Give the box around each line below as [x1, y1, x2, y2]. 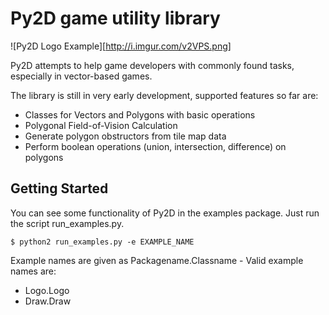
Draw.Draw [24, 295, 72, 307]
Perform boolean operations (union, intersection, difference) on [24, 140, 287, 152]
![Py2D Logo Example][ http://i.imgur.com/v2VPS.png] [10, 40, 232, 52]
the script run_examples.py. [10, 217, 125, 229]
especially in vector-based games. [10, 70, 153, 82]
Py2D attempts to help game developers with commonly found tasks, [10, 59, 295, 71]
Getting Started [10, 180, 109, 197]
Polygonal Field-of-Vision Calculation [24, 119, 178, 131]
